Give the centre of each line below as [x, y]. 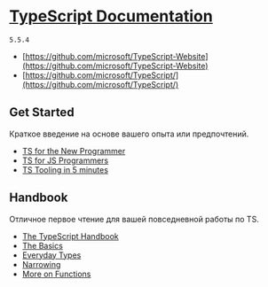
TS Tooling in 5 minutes [65, 169]
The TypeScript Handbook [70, 236]
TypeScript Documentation [111, 16]
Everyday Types [51, 255]
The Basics [43, 245]
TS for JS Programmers [65, 160]
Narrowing [41, 264]
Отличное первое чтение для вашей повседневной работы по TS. [134, 219]
